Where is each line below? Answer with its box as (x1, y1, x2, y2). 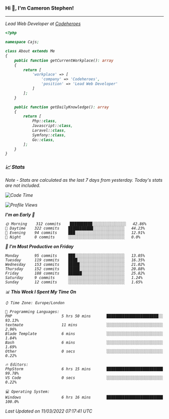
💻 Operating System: (5, 389, 50, 394)
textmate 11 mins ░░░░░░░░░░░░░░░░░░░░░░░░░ (5, 322, 163, 327)
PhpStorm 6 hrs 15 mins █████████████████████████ (5, 366, 163, 372)
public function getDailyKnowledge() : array (14, 104, 109, 110)
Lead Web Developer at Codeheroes (5, 21, 81, 27)
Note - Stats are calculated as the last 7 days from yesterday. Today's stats (5, 177, 162, 183)
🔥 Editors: (5, 362, 29, 367)
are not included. (5, 182, 41, 188)
